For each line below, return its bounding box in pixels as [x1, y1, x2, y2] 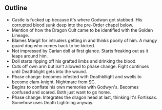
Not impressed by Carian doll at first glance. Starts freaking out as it [11, 48, 148, 54]
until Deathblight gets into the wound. [11, 68, 87, 74]
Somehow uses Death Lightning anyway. [11, 99, 94, 105]
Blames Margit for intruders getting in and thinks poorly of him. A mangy [11, 37, 157, 43]
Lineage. [11, 32, 30, 38]
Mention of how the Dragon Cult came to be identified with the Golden [11, 27, 153, 33]
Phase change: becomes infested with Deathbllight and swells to [11, 73, 142, 79]
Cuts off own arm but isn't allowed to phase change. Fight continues [11, 63, 149, 69]
